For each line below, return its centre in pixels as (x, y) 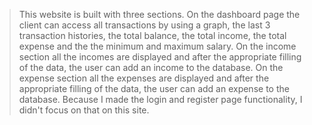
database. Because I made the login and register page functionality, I (160, 99)
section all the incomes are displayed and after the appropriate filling (160, 57)
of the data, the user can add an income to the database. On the (151, 67)
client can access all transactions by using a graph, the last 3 (144, 25)
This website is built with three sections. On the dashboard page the (159, 14)
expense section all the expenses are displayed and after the (144, 78)
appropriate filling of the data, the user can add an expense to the (154, 88)
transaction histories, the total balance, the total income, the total (152, 35)
